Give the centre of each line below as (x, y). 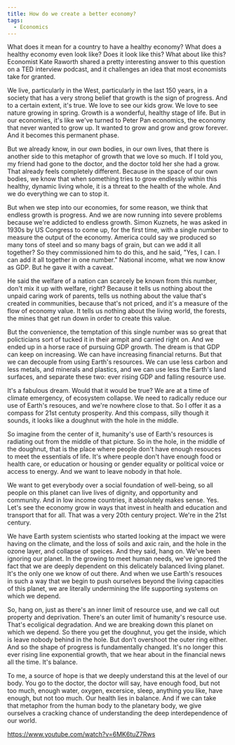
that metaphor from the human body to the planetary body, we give (105, 706)
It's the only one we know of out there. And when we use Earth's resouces (115, 574)
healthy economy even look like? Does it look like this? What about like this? (117, 54)
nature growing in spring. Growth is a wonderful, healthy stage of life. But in (116, 113)
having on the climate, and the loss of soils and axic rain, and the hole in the (117, 544)
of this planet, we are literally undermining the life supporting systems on (113, 589)
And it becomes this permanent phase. (63, 135)
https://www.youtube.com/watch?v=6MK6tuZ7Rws (81, 734)
